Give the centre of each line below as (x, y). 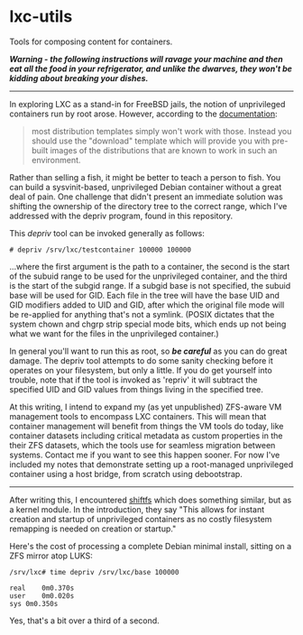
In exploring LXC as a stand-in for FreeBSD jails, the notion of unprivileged (147, 104)
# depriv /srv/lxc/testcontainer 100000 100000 (101, 250)
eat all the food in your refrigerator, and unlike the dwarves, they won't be (151, 69)
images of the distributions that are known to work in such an (164, 150)
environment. (56, 160)
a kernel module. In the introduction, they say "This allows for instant (137, 509)
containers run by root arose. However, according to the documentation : (143, 114)
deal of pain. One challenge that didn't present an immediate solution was (147, 197)
